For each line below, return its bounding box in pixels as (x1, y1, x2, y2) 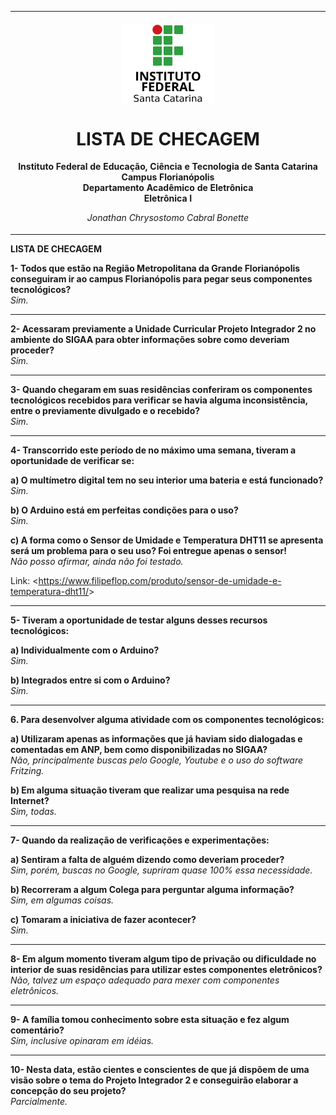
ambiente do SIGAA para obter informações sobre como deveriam (10, 333, 290, 345)
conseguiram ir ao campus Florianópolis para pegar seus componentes (10, 272, 313, 285)
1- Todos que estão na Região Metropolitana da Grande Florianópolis (10, 262, 301, 274)
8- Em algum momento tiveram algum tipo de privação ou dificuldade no (10, 952, 317, 965)
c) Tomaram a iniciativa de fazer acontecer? (10, 913, 197, 925)
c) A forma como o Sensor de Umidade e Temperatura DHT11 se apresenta (10, 534, 324, 546)
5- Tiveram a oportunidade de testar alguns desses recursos (10, 614, 268, 626)
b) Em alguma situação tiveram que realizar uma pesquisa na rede (10, 784, 290, 796)
